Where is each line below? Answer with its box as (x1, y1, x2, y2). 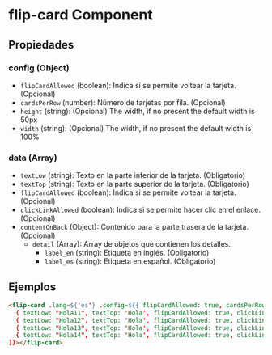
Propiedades (8, 38, 74, 52)
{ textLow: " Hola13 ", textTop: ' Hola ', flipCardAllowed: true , (15, 323, 233, 332)
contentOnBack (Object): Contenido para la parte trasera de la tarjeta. (19, 222, 249, 232)
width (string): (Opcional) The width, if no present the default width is (19, 123, 252, 133)
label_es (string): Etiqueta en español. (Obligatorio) (44, 256, 216, 266)
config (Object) (8, 62, 70, 74)
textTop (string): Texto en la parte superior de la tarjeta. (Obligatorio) (19, 180, 249, 189)
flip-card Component (8, 6, 154, 24)
